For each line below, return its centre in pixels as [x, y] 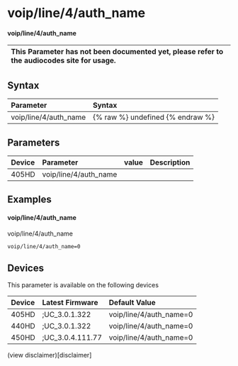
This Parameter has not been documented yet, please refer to [117, 52]
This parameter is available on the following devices [83, 285]
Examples [29, 200]
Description [170, 162]
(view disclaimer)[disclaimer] [50, 355]
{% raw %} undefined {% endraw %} [153, 117]
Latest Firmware [70, 303]
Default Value [132, 303]
